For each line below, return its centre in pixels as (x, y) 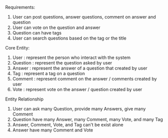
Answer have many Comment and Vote (53, 130)
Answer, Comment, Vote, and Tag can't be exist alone (68, 125)
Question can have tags (37, 33)
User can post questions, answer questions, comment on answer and (84, 17)
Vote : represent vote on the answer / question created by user (77, 89)
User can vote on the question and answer (56, 27)
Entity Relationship (24, 99)
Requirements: (20, 7)
